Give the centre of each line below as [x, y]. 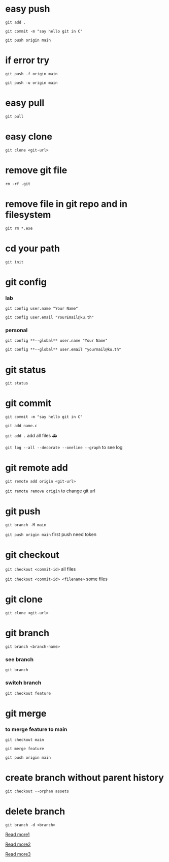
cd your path [32, 248]
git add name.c [21, 426]
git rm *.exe [19, 228]
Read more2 [18, 844]
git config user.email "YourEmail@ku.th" [50, 318]
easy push [28, 9]
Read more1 [18, 834]
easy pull [25, 103]
